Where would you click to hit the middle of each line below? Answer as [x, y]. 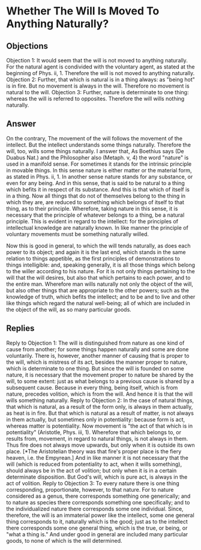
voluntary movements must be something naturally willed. [77, 234]
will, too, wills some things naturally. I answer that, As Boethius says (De [95, 151]
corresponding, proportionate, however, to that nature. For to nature [90, 489]
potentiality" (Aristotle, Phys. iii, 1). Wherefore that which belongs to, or [94, 432]
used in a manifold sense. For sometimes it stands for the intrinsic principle [99, 164]
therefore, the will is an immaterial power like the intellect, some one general [100, 515]
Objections [27, 46]
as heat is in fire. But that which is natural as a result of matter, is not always [100, 413]
